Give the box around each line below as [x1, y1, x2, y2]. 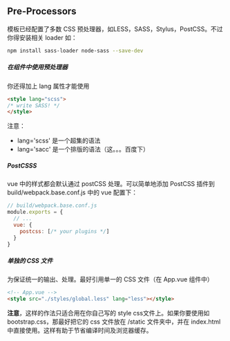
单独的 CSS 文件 [7, 256, 53, 265]
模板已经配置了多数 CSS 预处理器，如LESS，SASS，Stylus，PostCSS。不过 [7, 24, 223, 33]
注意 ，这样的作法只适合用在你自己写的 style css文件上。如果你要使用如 [7, 309, 210, 317]
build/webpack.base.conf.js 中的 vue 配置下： [7, 188, 138, 196]
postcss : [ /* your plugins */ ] [19, 228, 110, 234]
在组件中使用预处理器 [7, 63, 68, 71]
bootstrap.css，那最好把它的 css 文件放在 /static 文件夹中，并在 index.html [7, 317, 221, 326]
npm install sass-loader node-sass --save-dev [7, 47, 144, 54]
